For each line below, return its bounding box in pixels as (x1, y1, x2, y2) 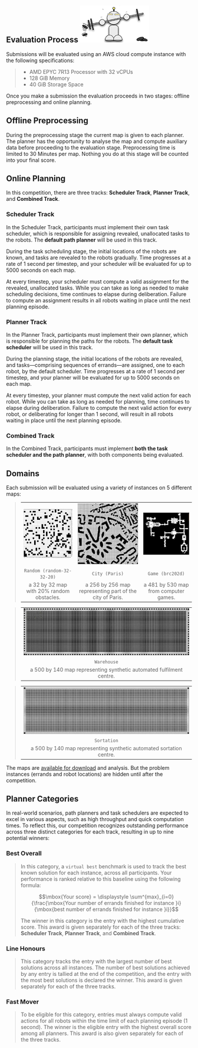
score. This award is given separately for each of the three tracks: (20, 923, 181, 930)
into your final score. (6, 157, 56, 164)
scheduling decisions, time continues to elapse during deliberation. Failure (6, 290, 187, 298)
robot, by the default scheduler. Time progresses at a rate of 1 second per (6, 368, 186, 375)
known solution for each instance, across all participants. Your (20, 869, 172, 876)
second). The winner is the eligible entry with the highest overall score (20, 1024, 192, 1031)
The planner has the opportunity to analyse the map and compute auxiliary (6, 138, 187, 145)
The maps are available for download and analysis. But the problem (6, 764, 170, 771)
